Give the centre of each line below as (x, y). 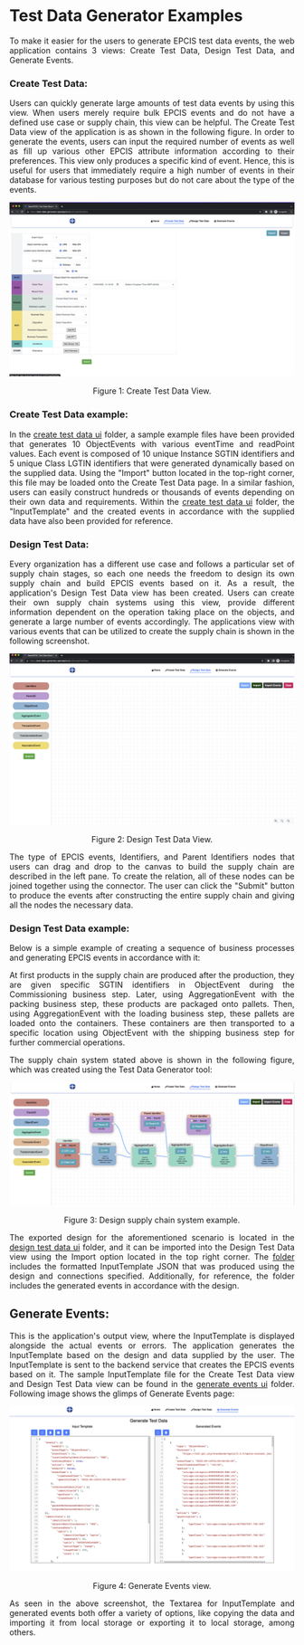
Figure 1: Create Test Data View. (152, 391)
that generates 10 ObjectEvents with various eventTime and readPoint (152, 443)
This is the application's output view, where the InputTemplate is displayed (152, 1336)
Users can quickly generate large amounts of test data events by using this (152, 103)
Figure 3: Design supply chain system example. (152, 1220)
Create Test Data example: (69, 414)
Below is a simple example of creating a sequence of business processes (152, 948)
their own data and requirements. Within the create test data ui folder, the (152, 501)
